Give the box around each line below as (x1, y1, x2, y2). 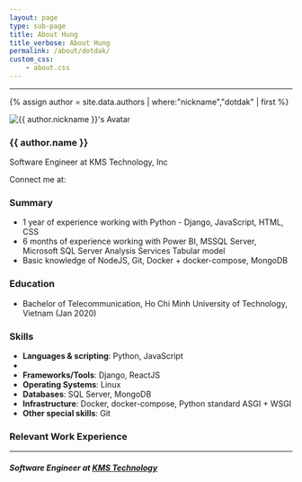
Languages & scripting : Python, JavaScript (22, 351, 183, 361)
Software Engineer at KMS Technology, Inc (9, 156, 168, 167)
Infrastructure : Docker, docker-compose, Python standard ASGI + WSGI (22, 398, 292, 409)
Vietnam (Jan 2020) (22, 308, 97, 318)
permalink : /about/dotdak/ (9, 47, 111, 56)
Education (9, 278, 56, 290)
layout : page (9, 13, 58, 22)
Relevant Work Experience (9, 430, 128, 442)
